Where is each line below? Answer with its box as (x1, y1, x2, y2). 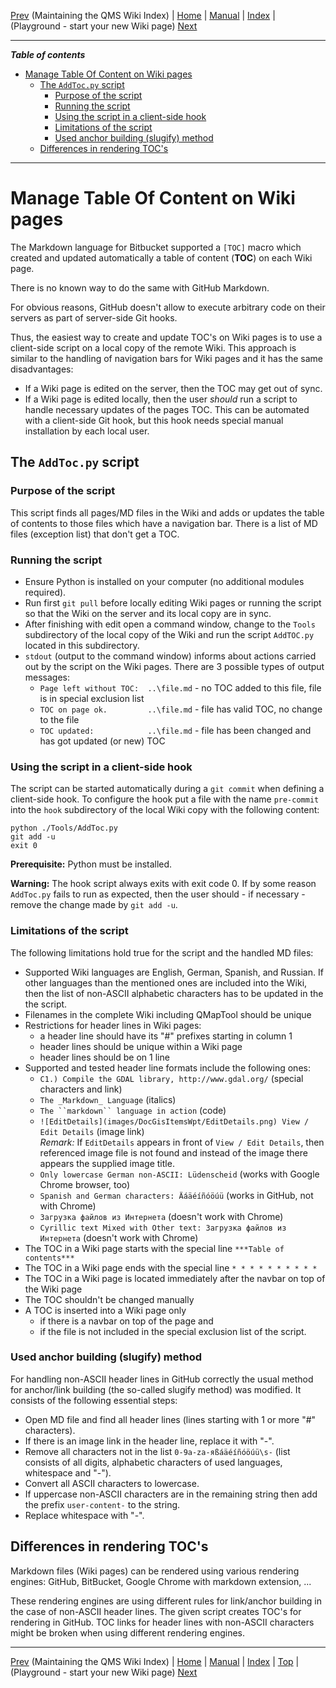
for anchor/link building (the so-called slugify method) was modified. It (10, 1383, 302, 1395)
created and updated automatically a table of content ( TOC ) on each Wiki (10, 251, 313, 264)
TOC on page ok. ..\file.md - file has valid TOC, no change (39, 703, 323, 715)
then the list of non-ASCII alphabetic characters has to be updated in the (24, 987, 324, 999)
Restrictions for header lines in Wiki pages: (24, 1019, 202, 1031)
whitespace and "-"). (24, 1466, 112, 1479)
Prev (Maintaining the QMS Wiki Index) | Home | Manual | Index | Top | (10, 1655, 300, 1667)
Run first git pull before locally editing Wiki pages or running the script (24, 596, 322, 609)
